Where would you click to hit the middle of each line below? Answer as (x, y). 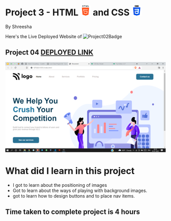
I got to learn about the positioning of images (60, 185)
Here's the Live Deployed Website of (44, 36)
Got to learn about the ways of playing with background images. (80, 190)
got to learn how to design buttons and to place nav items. (74, 196)
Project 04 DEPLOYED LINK (49, 53)
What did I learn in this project (70, 171)
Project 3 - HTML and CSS (67, 12)
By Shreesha (19, 26)
